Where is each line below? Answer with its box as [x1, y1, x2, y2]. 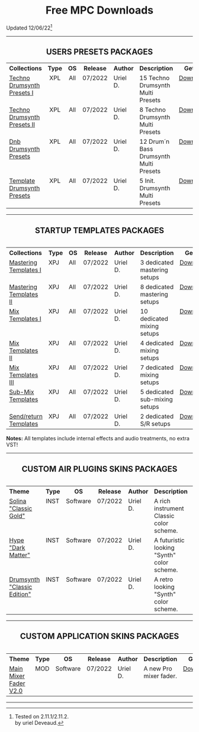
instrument [153, 504, 185, 512]
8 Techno [139, 106, 166, 114]
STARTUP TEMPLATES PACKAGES [34, 225, 165, 236]
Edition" [9, 590, 31, 598]
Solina [9, 497, 27, 505]
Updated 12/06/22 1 [6, 23, 53, 31]
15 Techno [139, 74, 170, 82]
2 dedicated [140, 412, 174, 421]
